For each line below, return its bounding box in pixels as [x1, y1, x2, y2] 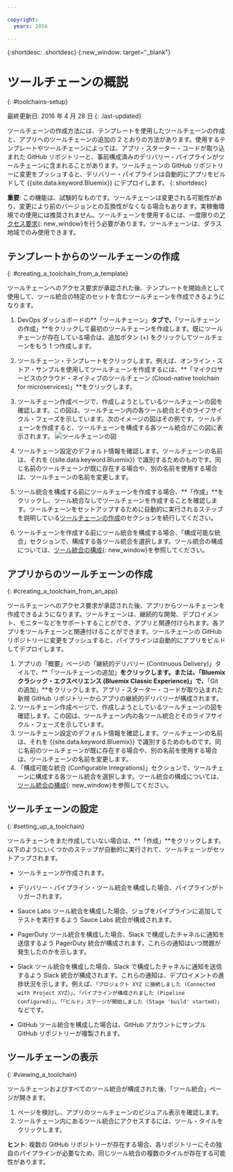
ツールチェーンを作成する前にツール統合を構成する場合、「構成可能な [17, 528, 215, 537]
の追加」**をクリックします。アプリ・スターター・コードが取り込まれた [17, 685, 224, 694]
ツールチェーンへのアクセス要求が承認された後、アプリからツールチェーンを [7, 601, 225, 610]
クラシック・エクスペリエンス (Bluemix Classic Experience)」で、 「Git [17, 677, 218, 685]
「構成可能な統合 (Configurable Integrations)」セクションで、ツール [17, 764, 212, 772]
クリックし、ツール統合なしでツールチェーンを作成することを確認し [17, 496, 212, 505]
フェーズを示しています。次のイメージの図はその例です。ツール [35, 415, 216, 424]
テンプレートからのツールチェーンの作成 [7, 251, 180, 262]
